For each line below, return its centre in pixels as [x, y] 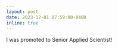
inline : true [22, 23]
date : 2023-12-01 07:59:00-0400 [46, 17]
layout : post [22, 12]
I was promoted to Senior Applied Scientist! [59, 40]
